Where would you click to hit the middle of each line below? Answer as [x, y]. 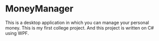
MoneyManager [39, 9]
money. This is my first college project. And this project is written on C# [79, 27]
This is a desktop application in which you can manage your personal [77, 22]
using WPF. [17, 33]
